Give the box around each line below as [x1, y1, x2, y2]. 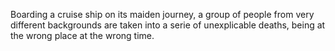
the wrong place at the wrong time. [10, 30, 155, 41]
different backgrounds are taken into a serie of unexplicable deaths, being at [10, 19, 326, 31]
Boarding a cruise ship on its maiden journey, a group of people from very [10, 9, 315, 20]
